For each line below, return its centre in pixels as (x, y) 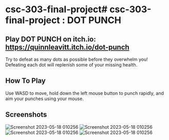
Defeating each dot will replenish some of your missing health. (71, 65)
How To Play (26, 81)
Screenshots (26, 115)
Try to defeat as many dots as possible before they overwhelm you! (77, 59)
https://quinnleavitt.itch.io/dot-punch (67, 47)
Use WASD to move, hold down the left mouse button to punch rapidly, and (85, 93)
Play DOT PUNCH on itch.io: (51, 39)
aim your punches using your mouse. (44, 99)
